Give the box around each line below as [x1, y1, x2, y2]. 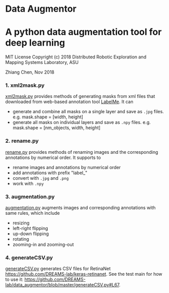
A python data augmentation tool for [5, 26, 162, 38]
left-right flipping [12, 225, 48, 232]
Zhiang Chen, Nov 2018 [5, 69, 55, 75]
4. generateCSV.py [5, 254, 53, 261]
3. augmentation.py [5, 193, 55, 200]
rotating [12, 236, 29, 242]
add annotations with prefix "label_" [12, 170, 88, 176]
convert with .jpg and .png [12, 175, 69, 181]
